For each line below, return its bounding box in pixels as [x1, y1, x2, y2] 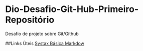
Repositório [5, 14, 55, 25]
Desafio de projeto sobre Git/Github [5, 30, 79, 36]
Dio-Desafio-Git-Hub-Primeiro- [5, 3, 139, 15]
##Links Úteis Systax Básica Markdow [5, 40, 84, 46]
